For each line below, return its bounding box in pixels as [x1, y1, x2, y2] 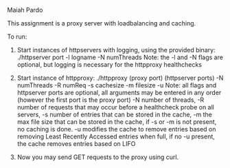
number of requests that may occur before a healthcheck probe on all [16, 103, 214, 111]
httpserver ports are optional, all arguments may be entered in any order [16, 89, 222, 96]
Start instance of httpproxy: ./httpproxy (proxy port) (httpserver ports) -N [16, 74, 224, 82]
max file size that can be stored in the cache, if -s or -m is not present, [16, 118, 217, 126]
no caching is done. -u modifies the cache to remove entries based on [16, 125, 216, 133]
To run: [7, 32, 27, 41]
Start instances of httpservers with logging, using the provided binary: [16, 46, 216, 54]
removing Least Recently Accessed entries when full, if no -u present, [16, 132, 215, 140]
